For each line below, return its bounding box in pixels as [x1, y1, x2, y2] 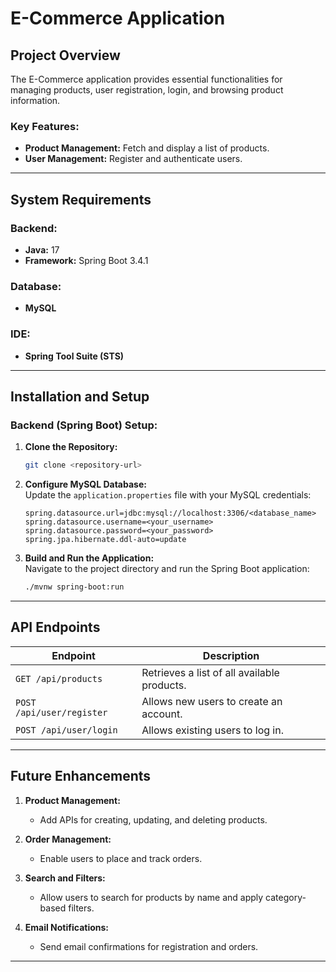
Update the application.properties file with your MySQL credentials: [24, 489, 312, 501]
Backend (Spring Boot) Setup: [10, 418, 158, 432]
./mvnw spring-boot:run [24, 582, 125, 592]
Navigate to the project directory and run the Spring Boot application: [24, 563, 310, 575]
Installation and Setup [10, 388, 150, 405]
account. [141, 707, 183, 721]
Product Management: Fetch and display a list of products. [24, 142, 270, 154]
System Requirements [10, 191, 152, 208]
